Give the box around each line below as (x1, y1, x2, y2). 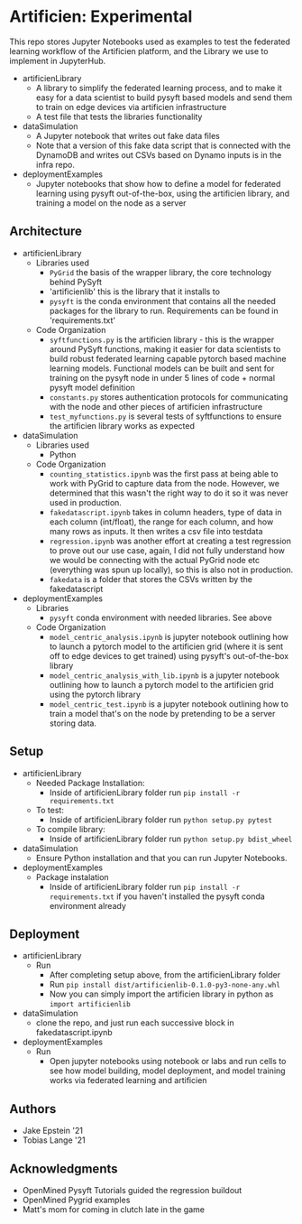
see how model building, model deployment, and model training (49, 1065, 286, 1076)
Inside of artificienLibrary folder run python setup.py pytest (49, 814, 273, 825)
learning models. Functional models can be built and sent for (49, 363, 275, 374)
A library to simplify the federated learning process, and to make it (35, 82, 282, 93)
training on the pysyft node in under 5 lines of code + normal (49, 372, 276, 383)
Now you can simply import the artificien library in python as (49, 988, 274, 999)
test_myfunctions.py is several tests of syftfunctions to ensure (49, 411, 282, 422)
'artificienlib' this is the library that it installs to (49, 286, 221, 297)
